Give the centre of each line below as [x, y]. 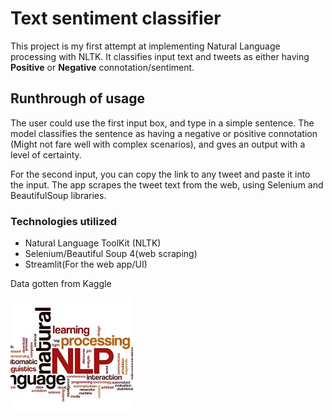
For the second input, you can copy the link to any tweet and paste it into [160, 174]
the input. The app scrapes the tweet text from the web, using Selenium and [167, 184]
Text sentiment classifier [116, 18]
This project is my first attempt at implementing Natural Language [145, 46]
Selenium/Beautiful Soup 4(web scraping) [111, 254]
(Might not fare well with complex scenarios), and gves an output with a [158, 144]
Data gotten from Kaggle [61, 284]
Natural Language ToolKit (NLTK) [93, 243]
